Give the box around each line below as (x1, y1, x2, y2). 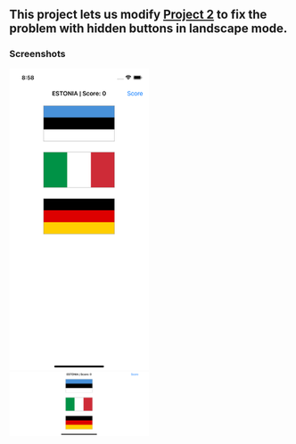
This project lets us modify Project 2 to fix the (9, 7, 267, 22)
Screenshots (9, 48, 66, 61)
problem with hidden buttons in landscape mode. (9, 21, 288, 37)
